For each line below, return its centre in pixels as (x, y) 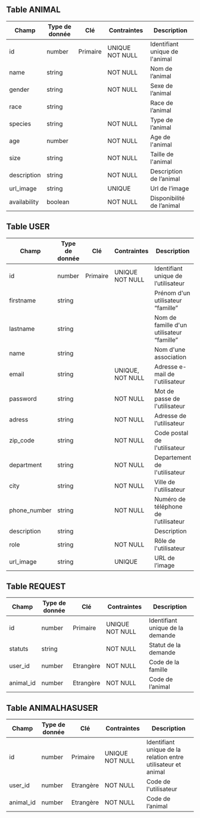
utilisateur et (164, 764)
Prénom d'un (172, 293)
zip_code (22, 440)
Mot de (164, 391)
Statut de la (165, 645)
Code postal (171, 433)
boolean (58, 202)
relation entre (165, 757)
